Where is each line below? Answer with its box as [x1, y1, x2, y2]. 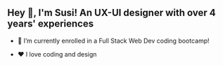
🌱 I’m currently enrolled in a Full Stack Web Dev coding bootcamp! [17, 36, 210, 45]
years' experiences [7, 18, 94, 30]
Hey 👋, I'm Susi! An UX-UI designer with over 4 [7, 7, 216, 19]
